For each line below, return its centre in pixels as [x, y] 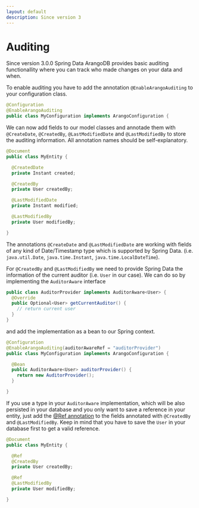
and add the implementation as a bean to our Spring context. [81, 331]
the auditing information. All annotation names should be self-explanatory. [97, 140]
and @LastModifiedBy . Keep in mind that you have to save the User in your [96, 422]
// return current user [46, 309]
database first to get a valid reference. [53, 429]
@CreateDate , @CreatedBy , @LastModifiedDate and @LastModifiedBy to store [96, 134]
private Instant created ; [44, 173]
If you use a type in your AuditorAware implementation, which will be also [96, 403]
